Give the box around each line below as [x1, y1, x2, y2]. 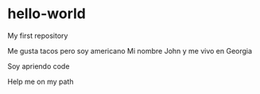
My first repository [7, 31, 68, 40]
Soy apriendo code [7, 61, 70, 71]
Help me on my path [7, 77, 74, 86]
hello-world [7, 5, 87, 23]
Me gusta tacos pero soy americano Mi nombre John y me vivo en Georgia [7, 46, 252, 55]
